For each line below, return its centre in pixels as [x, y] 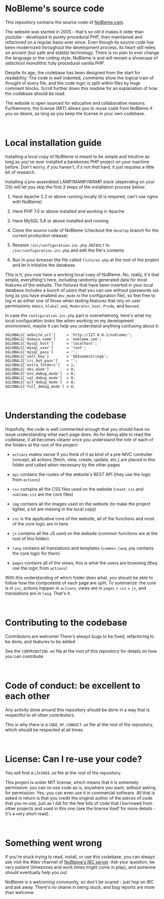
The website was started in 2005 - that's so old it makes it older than [74, 31]
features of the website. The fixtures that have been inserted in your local [79, 285]
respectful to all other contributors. [40, 715]
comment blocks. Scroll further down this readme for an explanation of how [81, 88]
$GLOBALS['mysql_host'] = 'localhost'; [51, 343]
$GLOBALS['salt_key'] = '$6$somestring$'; [57, 356]
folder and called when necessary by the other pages [66, 465]
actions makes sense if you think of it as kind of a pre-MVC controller [82, 454]
